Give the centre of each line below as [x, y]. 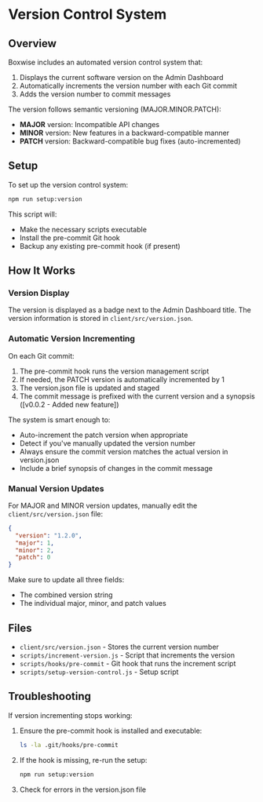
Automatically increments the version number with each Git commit [128, 86]
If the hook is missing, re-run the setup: [83, 760]
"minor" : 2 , [35, 550]
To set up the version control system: [68, 184]
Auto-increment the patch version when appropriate [104, 435]
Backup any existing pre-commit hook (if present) [100, 246]
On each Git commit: [41, 355]
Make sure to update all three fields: [66, 580]
